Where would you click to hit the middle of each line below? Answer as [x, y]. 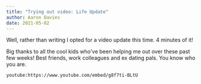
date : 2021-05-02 [28, 23]
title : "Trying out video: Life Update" [58, 12]
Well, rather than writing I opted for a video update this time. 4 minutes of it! [100, 40]
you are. [16, 64]
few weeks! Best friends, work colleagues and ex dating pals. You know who [101, 58]
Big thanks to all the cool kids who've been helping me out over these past [98, 52]
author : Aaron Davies [33, 17]
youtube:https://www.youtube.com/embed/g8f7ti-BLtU [72, 76]
